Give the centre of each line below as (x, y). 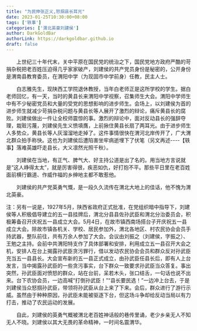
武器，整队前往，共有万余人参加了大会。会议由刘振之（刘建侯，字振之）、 (100, 236)
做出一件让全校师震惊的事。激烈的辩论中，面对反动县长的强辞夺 (108, 118)
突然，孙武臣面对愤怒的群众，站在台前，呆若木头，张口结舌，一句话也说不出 (98, 273)
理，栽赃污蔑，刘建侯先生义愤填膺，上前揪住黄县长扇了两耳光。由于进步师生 (98, 125)
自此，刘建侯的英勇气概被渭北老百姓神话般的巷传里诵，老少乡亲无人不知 (103, 315)
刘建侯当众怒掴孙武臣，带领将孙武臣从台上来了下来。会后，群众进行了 (91, 288)
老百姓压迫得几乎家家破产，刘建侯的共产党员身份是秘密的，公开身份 (108, 69)
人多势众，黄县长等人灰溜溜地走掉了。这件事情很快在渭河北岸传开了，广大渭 (98, 133)
